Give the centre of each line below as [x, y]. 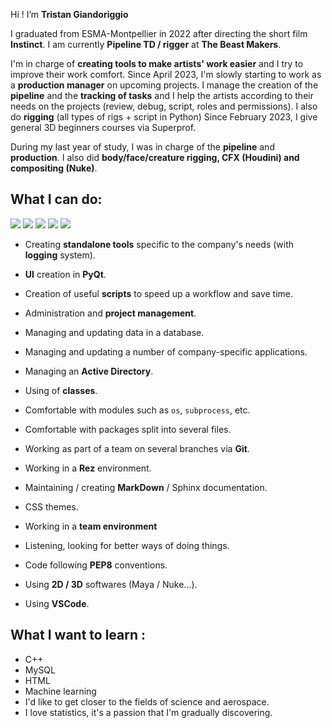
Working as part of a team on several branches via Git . [137, 448]
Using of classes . [61, 390]
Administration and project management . [110, 313]
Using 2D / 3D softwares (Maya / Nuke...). [111, 584]
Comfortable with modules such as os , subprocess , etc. [137, 410]
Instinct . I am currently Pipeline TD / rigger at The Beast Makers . [146, 44]
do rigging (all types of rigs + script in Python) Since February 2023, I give [164, 117]
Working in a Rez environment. [88, 468]
